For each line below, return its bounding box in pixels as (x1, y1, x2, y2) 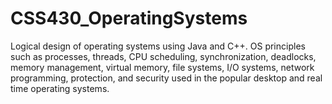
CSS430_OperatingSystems (10, 7, 248, 30)
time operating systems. (10, 82, 110, 94)
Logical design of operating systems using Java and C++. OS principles (10, 40, 306, 52)
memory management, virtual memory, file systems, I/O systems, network (10, 61, 315, 73)
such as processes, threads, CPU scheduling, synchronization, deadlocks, (10, 50, 317, 62)
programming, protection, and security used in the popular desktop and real (10, 72, 323, 84)
